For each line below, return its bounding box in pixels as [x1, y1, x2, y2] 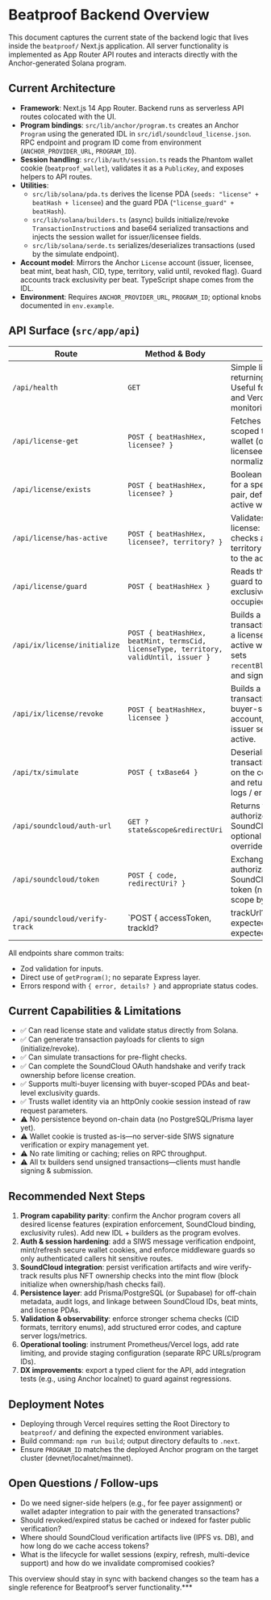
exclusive [231, 586, 267, 597]
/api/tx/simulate [12, 768, 79, 777]
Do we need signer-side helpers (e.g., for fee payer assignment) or [19, 1497, 243, 1508]
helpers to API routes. [19, 171, 93, 181]
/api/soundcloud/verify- [12, 914, 108, 923]
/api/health [12, 382, 59, 392]
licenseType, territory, [127, 644, 223, 654]
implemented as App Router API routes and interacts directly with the [8, 49, 238, 59]
